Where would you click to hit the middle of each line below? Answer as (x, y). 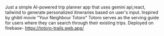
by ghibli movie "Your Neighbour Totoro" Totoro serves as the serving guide (82, 18)
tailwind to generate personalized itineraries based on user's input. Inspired (82, 12)
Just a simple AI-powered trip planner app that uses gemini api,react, (75, 7)
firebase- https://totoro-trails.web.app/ (45, 28)
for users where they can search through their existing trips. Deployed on (80, 23)
